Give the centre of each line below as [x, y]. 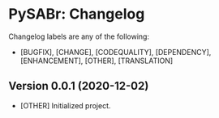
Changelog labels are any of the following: [79, 36]
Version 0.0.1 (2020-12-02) [79, 86]
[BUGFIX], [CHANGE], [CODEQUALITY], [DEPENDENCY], [116, 52]
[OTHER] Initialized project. [65, 105]
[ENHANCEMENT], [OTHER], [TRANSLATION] [97, 61]
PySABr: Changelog [77, 14]
